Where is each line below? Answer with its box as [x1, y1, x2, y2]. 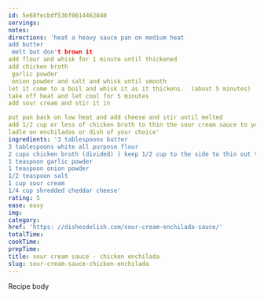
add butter [8, 41, 44, 49]
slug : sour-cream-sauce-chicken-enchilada [8, 260, 149, 268]
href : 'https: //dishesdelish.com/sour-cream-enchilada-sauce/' [8, 223, 223, 231]
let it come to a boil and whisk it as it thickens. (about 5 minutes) [8, 84, 251, 93]
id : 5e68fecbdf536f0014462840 [8, 11, 108, 20]
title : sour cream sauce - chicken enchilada [8, 253, 159, 260]
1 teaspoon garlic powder [8, 157, 93, 165]
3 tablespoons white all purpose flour [8, 142, 139, 150]
